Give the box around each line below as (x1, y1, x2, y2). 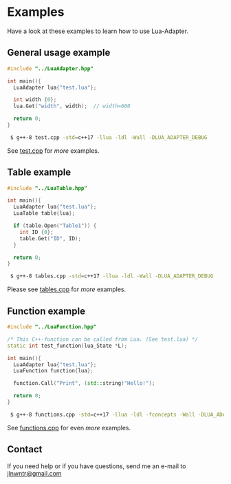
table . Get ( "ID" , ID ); (19, 235, 81, 242)
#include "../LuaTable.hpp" (7, 185, 88, 191)
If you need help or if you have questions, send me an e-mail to (7, 462, 186, 470)
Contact (7, 443, 43, 455)
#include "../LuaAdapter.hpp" (7, 65, 94, 72)
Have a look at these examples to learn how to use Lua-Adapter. (7, 27, 189, 35)
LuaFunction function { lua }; (13, 368, 94, 375)
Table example (7, 167, 71, 178)
